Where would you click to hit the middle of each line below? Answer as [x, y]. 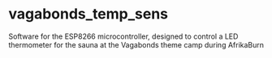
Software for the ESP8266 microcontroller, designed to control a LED [123, 36]
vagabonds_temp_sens [89, 14]
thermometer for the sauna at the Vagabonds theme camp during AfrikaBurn [136, 44]
